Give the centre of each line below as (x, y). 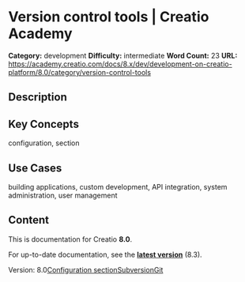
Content (29, 220)
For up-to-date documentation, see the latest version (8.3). (106, 254)
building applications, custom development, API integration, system (118, 186)
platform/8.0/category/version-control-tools (80, 72)
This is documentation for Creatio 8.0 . (70, 239)
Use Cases (35, 168)
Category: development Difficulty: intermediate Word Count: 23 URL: (123, 55)
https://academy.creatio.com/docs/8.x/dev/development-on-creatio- (120, 64)
